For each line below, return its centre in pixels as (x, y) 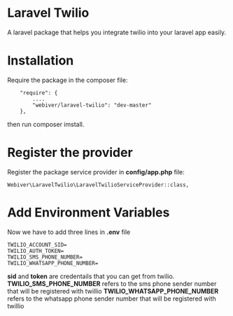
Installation (41, 61)
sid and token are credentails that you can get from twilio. (91, 276)
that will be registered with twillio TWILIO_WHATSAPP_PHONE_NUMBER (113, 291)
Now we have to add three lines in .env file (69, 232)
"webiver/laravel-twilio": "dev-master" (92, 105)
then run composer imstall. (46, 124)
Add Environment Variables (89, 212)
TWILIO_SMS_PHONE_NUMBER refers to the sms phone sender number (112, 283)
